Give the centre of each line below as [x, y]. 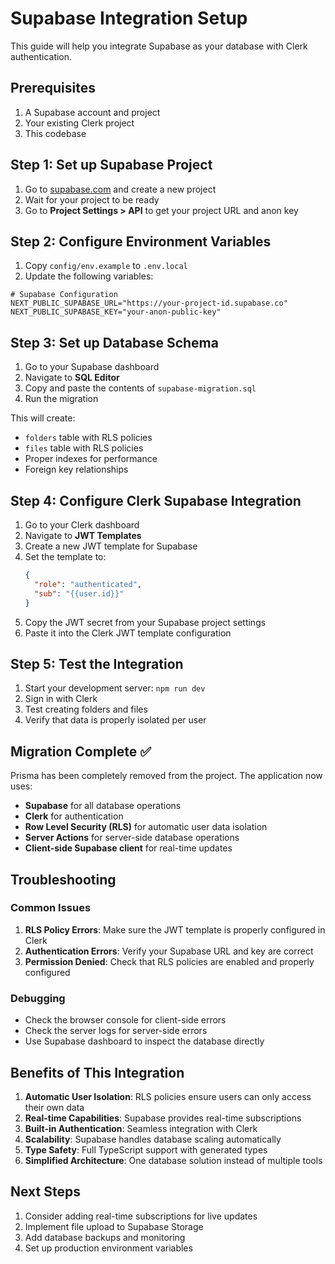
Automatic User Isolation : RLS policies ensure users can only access [168, 1096]
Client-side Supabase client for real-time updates [128, 848]
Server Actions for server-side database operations [132, 838]
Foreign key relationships [76, 469]
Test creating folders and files [86, 709]
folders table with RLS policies [88, 438]
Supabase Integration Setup [129, 18]
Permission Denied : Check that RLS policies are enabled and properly [169, 961]
